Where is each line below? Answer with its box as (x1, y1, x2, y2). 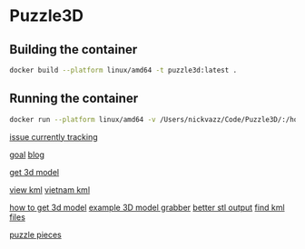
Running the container (9, 91, 139, 106)
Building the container (9, 42, 138, 57)
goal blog (9, 149, 45, 160)
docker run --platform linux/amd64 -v (9, 115, 156, 124)
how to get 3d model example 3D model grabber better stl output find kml (9, 202, 285, 213)
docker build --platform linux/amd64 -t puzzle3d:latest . (9, 65, 238, 75)
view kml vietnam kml (9, 184, 91, 195)
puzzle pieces (9, 229, 62, 240)
